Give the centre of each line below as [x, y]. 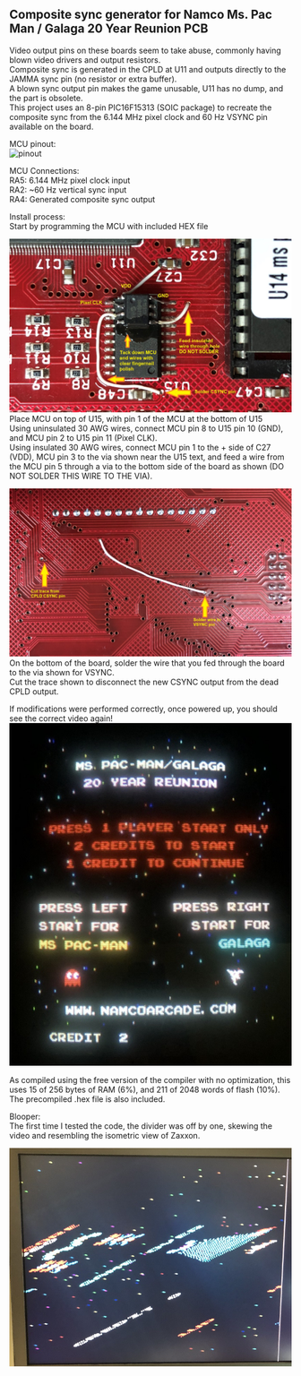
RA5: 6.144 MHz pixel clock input [70, 180]
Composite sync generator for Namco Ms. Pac [141, 15]
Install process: [37, 216]
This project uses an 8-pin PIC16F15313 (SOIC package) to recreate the [141, 107]
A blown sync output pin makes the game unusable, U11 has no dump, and [146, 88]
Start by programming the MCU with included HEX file [109, 226]
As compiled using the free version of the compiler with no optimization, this [150, 1080]
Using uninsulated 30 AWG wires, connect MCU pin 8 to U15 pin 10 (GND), [146, 428]
